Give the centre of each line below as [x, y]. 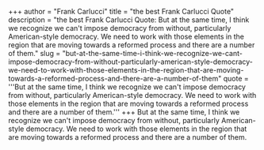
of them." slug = [34, 53]
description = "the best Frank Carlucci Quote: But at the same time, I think [129, 20]
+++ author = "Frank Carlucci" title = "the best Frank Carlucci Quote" [121, 11]
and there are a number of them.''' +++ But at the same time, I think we [124, 112]
